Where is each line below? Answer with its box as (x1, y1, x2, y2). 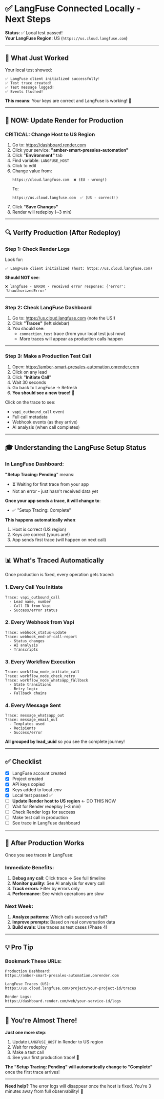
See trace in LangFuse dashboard (12, 820, 81, 826)
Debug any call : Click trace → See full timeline (12, 875, 106, 881)
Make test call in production (12, 814, 68, 820)
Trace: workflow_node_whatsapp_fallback (5, 678, 89, 683)
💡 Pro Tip (5, 943, 34, 951)
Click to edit (12, 163, 37, 169)
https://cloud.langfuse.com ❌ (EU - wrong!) (12, 178, 107, 182)
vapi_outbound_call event (12, 408, 64, 415)
